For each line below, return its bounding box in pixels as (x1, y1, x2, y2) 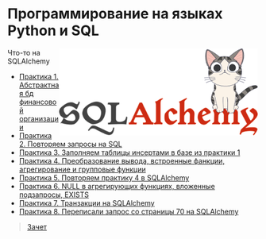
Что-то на (7, 48, 40, 57)
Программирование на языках (7, 5, 223, 23)
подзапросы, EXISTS (18, 190, 89, 199)
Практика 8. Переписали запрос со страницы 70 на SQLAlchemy (18, 206, 239, 216)
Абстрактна (18, 80, 60, 90)
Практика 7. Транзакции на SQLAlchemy (18, 198, 156, 207)
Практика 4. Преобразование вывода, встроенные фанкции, (18, 156, 226, 165)
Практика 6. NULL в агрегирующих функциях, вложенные (18, 181, 215, 191)
